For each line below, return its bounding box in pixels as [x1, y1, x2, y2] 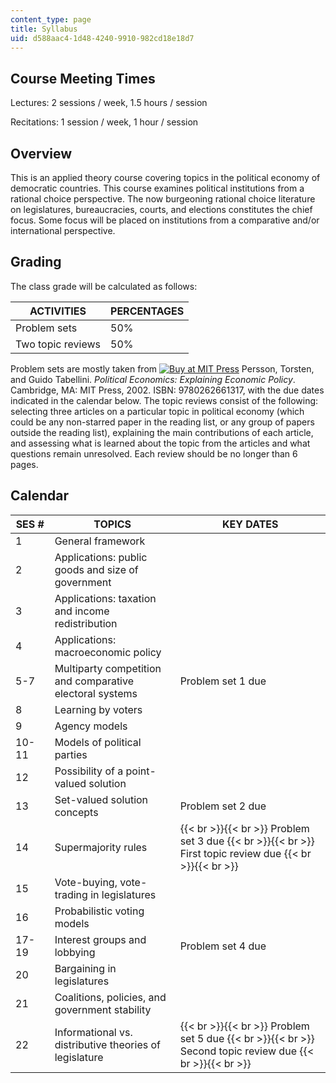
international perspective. [10, 225, 116, 236]
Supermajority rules [54, 840, 148, 854]
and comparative [54, 674, 134, 688]
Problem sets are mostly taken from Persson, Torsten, [10, 362, 315, 375]
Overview [10, 145, 73, 162]
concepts [54, 805, 99, 819]
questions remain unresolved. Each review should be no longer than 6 [10, 447, 298, 460]
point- [125, 764, 157, 778]
